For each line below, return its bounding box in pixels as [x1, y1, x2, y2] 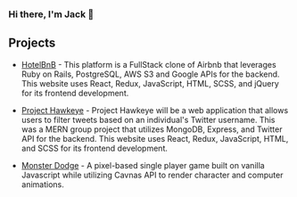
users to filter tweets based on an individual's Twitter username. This [21, 114, 276, 125]
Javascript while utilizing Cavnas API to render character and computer [21, 169, 284, 180]
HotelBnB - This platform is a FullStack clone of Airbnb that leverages [21, 59, 277, 70]
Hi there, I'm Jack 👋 [8, 8, 95, 21]
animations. [21, 178, 64, 190]
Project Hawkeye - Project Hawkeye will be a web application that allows [21, 104, 289, 115]
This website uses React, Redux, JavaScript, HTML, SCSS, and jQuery [21, 78, 280, 88]
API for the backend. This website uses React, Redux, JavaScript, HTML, [21, 133, 289, 144]
